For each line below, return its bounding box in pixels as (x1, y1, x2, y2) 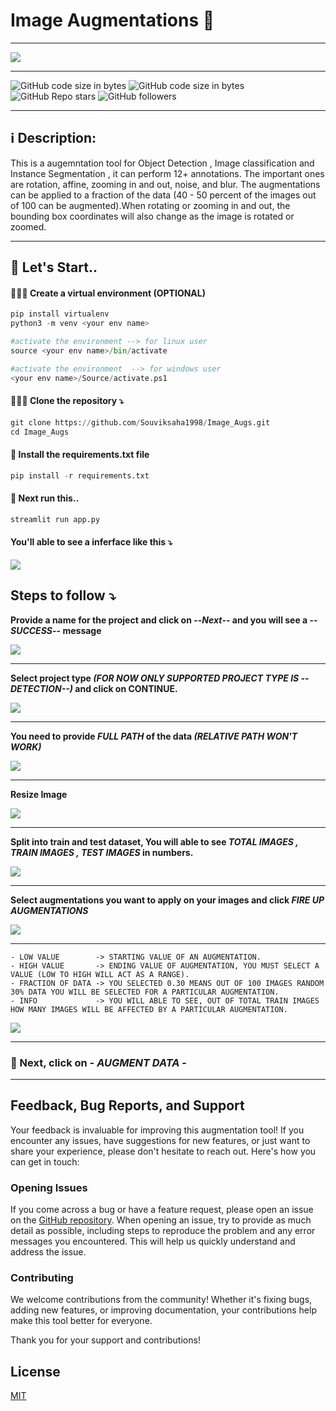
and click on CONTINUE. (74, 682, 178, 694)
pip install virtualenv (10, 309, 110, 319)
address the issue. (10, 1246, 87, 1258)
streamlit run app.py (10, 514, 101, 524)
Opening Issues (10, 1180, 88, 1194)
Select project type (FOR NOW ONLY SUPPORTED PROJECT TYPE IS (10, 672, 300, 684)
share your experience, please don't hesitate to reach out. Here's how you (10, 1145, 317, 1157)
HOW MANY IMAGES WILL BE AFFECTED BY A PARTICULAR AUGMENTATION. (10, 1004, 288, 1014)
